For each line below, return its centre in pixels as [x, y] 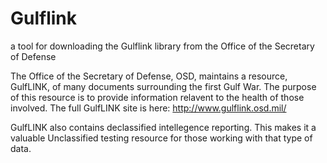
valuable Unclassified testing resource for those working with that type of [161, 138]
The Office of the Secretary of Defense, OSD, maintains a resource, [149, 76]
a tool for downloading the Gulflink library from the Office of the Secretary [162, 46]
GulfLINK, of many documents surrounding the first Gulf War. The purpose [163, 86]
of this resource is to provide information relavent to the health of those [157, 97]
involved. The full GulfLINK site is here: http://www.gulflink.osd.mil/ [148, 108]
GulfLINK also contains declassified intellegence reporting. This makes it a [163, 127]
